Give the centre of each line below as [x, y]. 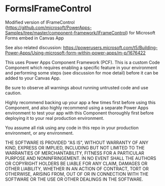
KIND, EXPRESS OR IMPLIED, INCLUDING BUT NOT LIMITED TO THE [75, 148]
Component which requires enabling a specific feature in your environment [81, 68]
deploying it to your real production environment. [55, 118]
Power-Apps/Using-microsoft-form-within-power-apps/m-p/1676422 [76, 53]
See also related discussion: [34, 47]
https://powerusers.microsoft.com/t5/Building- [110, 47]
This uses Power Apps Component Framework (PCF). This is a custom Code [82, 62]
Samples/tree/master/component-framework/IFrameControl [66, 33]
